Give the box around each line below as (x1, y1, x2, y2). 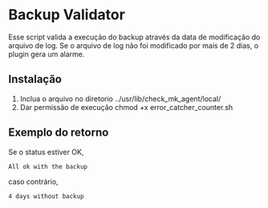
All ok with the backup (8, 162, 88, 170)
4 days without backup (8, 192, 84, 200)
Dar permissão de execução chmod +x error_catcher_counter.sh (19, 102, 233, 112)
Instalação (8, 72, 63, 86)
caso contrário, (8, 177, 59, 186)
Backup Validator (8, 6, 126, 24)
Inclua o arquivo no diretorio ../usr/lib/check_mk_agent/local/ (19, 94, 221, 104)
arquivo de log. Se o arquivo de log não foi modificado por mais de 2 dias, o (8, 40, 259, 50)
